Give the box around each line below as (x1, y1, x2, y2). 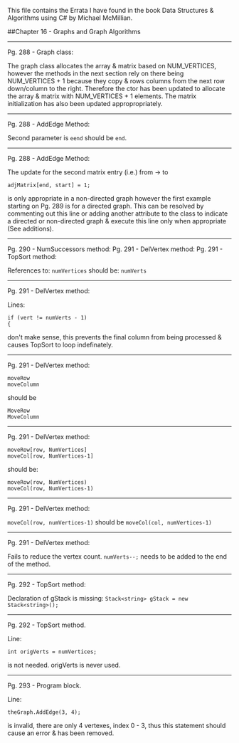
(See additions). (7, 224, 54, 233)
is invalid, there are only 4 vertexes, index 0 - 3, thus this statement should (7, 722, 226, 729)
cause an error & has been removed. (7, 729, 115, 737)
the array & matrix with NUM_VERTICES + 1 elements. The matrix (7, 92, 197, 100)
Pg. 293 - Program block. (7, 681, 82, 690)
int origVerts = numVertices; (7, 648, 97, 655)
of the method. (7, 560, 51, 568)
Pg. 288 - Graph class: (7, 48, 74, 56)
